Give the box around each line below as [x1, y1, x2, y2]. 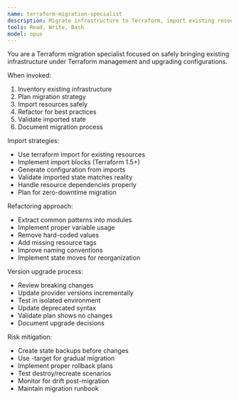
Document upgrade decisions [17, 319, 105, 327]
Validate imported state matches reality [17, 173, 133, 181]
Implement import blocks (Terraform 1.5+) [17, 158, 141, 167]
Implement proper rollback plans [17, 362, 113, 370]
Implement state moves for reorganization [17, 253, 141, 262]
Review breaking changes [17, 281, 94, 290]
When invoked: [7, 71, 52, 80]
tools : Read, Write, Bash [7, 23, 84, 31]
